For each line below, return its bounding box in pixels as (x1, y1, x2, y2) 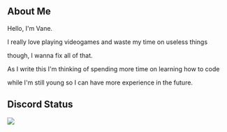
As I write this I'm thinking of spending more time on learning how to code (7, 64, 220, 73)
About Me (7, 6, 51, 17)
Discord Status (7, 98, 73, 110)
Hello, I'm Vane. (7, 24, 53, 32)
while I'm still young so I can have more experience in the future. (7, 78, 193, 87)
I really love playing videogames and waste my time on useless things (7, 38, 208, 46)
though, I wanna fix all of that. (7, 51, 93, 59)
